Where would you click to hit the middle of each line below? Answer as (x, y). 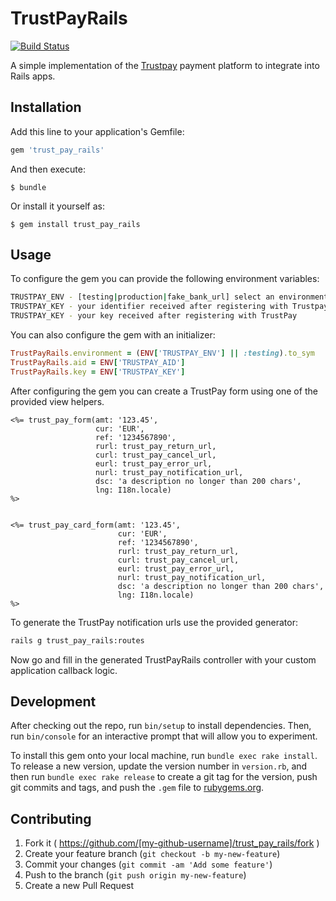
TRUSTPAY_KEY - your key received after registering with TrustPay (154, 316)
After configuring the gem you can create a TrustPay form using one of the (164, 391)
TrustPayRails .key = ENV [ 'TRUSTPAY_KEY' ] (98, 372)
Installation (46, 107)
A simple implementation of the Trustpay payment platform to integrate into (165, 65)
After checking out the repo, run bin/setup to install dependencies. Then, (161, 726)
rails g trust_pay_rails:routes (77, 640)
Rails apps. (33, 76)
